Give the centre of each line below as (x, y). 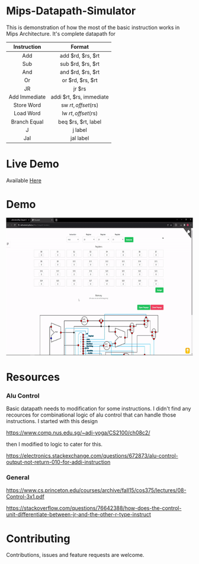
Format (80, 47)
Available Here (24, 180)
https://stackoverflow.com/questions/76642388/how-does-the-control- (94, 508)
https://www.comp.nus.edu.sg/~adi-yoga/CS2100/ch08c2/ (78, 433)
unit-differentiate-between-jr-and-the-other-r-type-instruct (78, 515)
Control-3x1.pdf (25, 497)
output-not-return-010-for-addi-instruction (58, 462)
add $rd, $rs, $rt (80, 55)
